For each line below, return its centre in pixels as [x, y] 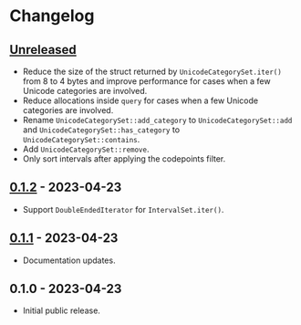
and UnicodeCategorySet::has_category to [101, 130]
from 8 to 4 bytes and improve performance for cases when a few [146, 81]
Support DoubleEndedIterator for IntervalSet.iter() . [123, 209]
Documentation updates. [69, 260]
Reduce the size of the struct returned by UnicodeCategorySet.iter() [152, 71]
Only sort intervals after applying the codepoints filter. [124, 159]
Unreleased [43, 50]
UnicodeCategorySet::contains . [81, 139]
